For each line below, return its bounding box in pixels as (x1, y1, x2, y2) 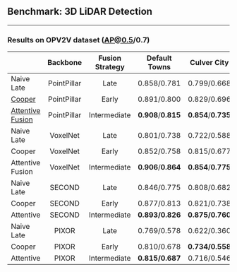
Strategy (95, 62, 125, 72)
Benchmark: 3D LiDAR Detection (7, 6, 153, 18)
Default (147, 53, 172, 63)
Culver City (190, 58, 229, 68)
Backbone (47, 58, 83, 68)
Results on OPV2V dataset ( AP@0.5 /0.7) (7, 35, 150, 45)
